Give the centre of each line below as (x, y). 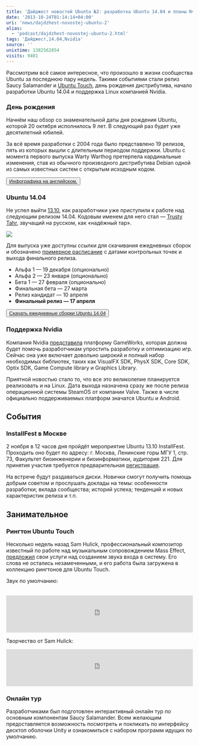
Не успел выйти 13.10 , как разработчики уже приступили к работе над (95, 211)
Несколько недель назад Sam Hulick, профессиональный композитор (94, 544)
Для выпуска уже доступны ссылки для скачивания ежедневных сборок (99, 246)
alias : (14, 28)
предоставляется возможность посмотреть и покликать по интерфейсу (97, 724)
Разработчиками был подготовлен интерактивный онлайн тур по (89, 712)
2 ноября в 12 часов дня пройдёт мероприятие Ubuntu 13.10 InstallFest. (96, 447)
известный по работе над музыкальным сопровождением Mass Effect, (96, 550)
